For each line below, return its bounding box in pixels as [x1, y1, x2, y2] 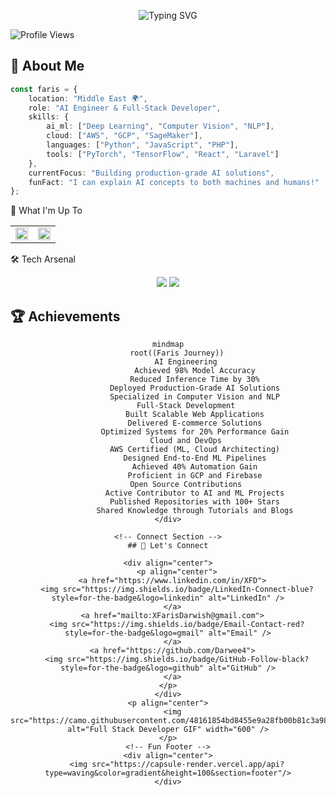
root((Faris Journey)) [129, 348, 225, 359]
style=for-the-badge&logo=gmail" [64, 628, 205, 639]
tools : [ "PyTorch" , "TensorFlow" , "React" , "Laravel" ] [46, 149, 280, 159]
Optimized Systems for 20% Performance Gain [100, 427, 290, 437]
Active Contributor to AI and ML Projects [104, 488, 285, 499]
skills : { [28, 112, 70, 122]
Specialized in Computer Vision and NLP [109, 392, 280, 402]
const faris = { [10, 84, 78, 94]
